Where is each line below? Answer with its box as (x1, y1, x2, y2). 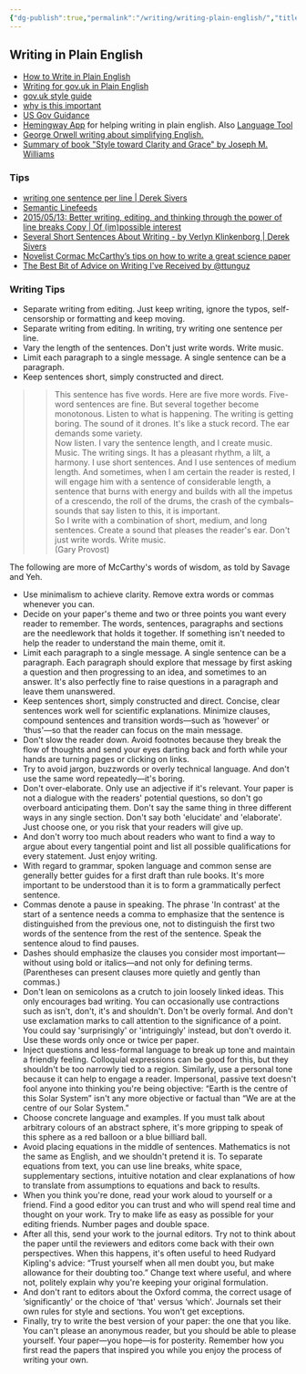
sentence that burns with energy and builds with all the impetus (54, 486, 293, 497)
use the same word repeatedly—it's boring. (22, 773, 185, 784)
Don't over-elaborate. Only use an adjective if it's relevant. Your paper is (22, 783, 294, 794)
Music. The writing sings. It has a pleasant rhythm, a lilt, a (54, 448, 270, 459)
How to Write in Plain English (22, 71, 131, 82)
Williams (22, 149, 55, 160)
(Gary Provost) (54, 544, 110, 555)
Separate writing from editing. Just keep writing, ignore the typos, (22, 304, 270, 315)
